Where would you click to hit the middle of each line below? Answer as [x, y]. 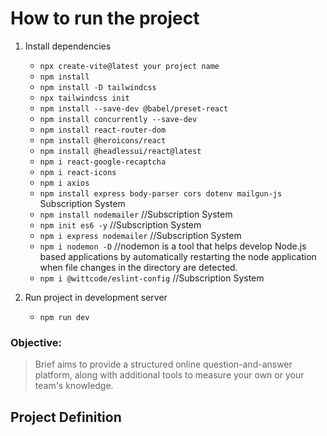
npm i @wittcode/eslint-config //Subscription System [152, 278]
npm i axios [64, 183]
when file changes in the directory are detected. [138, 267]
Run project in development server [96, 297]
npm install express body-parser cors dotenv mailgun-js [161, 193]
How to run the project [105, 18]
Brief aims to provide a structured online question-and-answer [163, 364]
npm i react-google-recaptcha [103, 162]
